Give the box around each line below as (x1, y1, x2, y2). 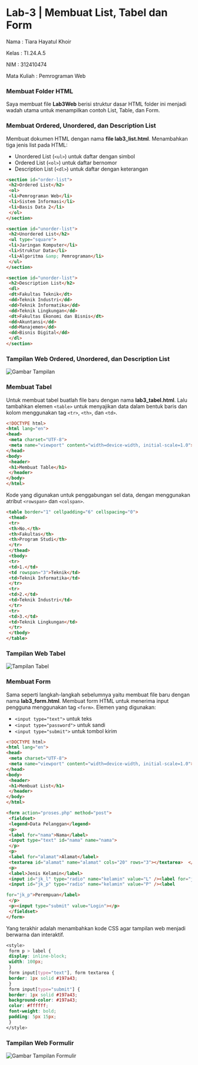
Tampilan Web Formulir (6, 1038, 74, 1047)
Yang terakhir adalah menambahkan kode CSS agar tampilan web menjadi (6, 924, 186, 932)
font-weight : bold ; (8, 1008, 57, 1014)
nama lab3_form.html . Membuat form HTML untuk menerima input (6, 697, 169, 704)
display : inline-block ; (8, 953, 67, 959)
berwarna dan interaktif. (6, 931, 65, 938)
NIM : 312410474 (6, 61, 47, 68)
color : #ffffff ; (8, 1003, 49, 1009)
